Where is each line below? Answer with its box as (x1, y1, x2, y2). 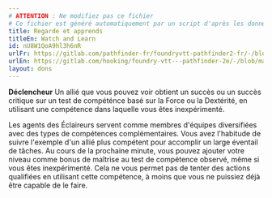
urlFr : (8, 49, 31, 58)
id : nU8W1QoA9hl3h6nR (8, 42, 82, 50)
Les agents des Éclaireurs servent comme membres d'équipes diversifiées (8, 119, 257, 130)
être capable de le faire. (8, 180, 88, 190)
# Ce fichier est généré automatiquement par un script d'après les (8, 19, 244, 28)
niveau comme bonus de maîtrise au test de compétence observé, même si (8, 154, 260, 164)
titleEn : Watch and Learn (8, 34, 96, 43)
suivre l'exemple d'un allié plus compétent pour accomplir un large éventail (8, 137, 259, 147)
